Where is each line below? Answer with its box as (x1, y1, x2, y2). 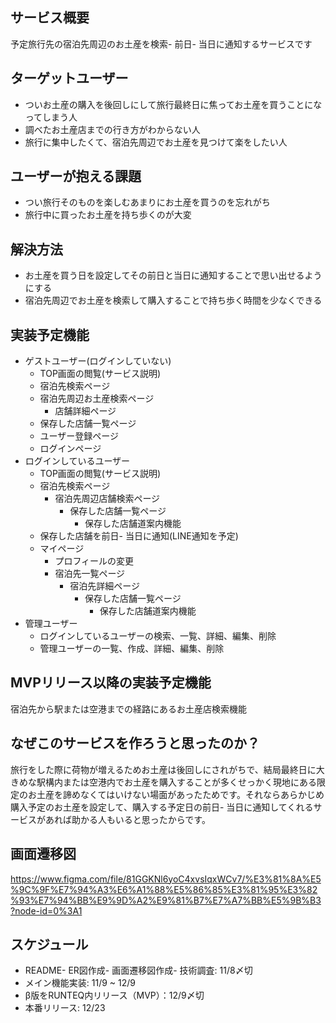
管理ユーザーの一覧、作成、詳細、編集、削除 (39, 643, 225, 655)
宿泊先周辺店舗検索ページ (54, 493, 161, 505)
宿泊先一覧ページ (54, 568, 126, 580)
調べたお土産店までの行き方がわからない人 (24, 123, 201, 135)
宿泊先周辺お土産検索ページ (39, 393, 155, 405)
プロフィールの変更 (54, 555, 135, 567)
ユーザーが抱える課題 (10, 168, 142, 185)
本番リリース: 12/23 (24, 1002, 106, 1014)
